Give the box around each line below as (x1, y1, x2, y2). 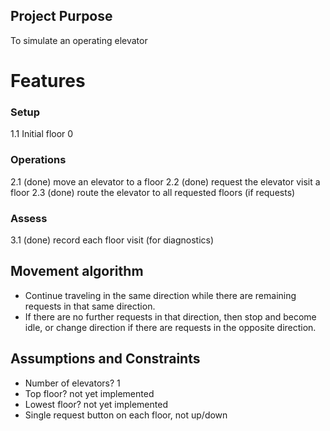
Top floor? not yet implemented (24, 387, 155, 399)
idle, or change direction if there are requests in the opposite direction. (24, 321, 317, 333)
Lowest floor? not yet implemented (24, 398, 168, 410)
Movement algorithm (10, 263, 144, 280)
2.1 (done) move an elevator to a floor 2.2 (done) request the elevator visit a (10, 175, 321, 188)
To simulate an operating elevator (10, 34, 148, 46)
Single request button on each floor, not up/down (24, 409, 228, 421)
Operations (10, 153, 67, 167)
